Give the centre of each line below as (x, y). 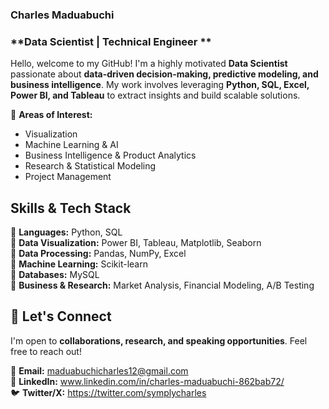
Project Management (68, 177)
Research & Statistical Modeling (90, 166)
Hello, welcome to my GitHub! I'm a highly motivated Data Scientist (149, 64)
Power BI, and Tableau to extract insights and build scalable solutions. (155, 95)
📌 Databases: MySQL (55, 275)
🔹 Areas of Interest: (51, 115)
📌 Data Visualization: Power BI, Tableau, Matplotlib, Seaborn (136, 243)
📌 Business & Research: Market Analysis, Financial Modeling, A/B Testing (162, 285)
